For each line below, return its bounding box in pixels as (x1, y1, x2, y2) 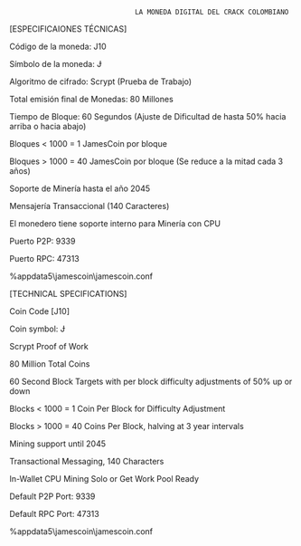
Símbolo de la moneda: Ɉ (9, 59, 102, 69)
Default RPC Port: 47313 (9, 509, 99, 519)
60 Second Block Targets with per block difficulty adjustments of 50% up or (9, 376, 293, 387)
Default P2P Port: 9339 (9, 491, 96, 502)
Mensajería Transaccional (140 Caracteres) (9, 201, 170, 211)
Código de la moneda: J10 (9, 41, 107, 52)
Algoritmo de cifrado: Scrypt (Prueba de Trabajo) (9, 76, 193, 87)
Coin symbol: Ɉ (9, 323, 66, 334)
